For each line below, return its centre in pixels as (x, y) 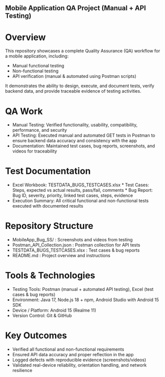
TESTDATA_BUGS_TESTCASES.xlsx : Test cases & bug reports (76, 250)
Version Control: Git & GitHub (42, 316)
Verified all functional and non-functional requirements (68, 349)
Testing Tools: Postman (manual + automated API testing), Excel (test (83, 289)
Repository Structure (49, 226)
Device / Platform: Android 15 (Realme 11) (54, 310)
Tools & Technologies (50, 276)
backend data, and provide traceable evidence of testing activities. (73, 91)
